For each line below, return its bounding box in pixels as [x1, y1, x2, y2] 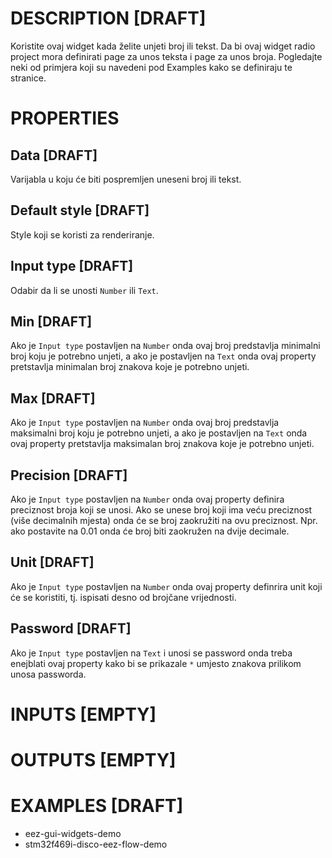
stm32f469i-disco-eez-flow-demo [24, 838, 168, 850]
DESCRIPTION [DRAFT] [10, 7, 207, 30]
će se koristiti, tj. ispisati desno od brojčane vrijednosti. [10, 591, 237, 603]
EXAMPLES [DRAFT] [10, 795, 184, 817]
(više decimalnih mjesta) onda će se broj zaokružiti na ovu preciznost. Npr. [10, 515, 318, 526]
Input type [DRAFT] [10, 258, 134, 275]
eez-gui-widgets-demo [24, 827, 122, 839]
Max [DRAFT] [10, 390, 96, 407]
